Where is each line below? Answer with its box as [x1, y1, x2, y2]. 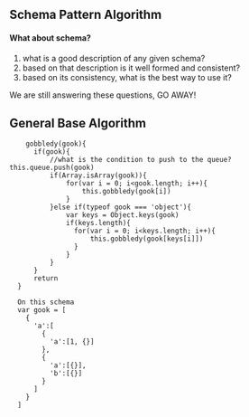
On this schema [17, 298, 75, 307]
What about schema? [9, 32, 92, 43]
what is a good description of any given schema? [22, 52, 206, 63]
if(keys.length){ [66, 219, 131, 228]
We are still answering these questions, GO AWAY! [9, 90, 197, 100]
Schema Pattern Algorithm [9, 7, 162, 23]
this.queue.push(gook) [9, 163, 95, 173]
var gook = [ [17, 306, 67, 315]
